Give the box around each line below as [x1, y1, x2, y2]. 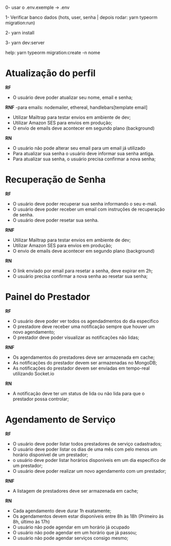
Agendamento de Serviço [5, 414, 116, 425]
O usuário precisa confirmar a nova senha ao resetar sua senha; [12, 273, 148, 279]
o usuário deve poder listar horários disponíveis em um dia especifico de [12, 457, 166, 463]
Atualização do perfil [5, 68, 96, 79]
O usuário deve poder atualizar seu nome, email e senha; [12, 94, 133, 100]
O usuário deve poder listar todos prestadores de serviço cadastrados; [12, 440, 162, 447]
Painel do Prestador [5, 291, 90, 303]
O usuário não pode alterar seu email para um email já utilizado [12, 145, 145, 151]
